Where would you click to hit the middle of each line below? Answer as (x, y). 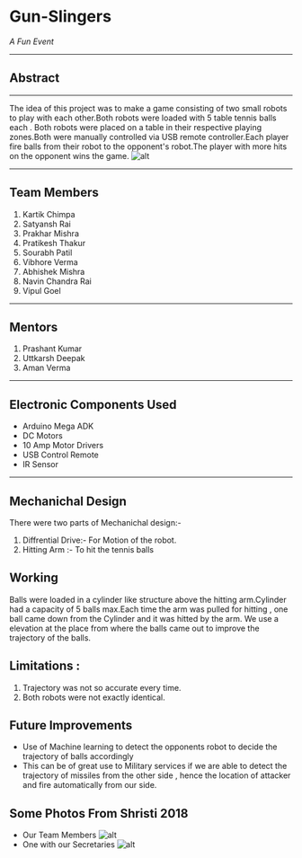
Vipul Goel (41, 290)
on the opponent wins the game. (70, 155)
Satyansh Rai (47, 224)
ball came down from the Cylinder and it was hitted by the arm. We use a (144, 618)
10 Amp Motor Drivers (63, 446)
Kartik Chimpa (49, 214)
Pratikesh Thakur (54, 243)
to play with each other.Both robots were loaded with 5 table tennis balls (143, 118)
